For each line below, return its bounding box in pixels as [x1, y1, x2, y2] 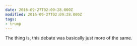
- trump [5, 21, 22, 26]
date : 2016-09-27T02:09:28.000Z [5, 7, 73, 12]
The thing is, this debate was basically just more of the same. [5, 35, 132, 41]
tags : [5, 16, 17, 21]
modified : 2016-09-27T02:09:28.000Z [5, 12, 82, 17]
